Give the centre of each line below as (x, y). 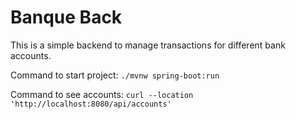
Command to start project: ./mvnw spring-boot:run (115, 75)
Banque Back (66, 17)
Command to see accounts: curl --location (102, 94)
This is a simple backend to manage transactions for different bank (148, 45)
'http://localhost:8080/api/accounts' (91, 104)
